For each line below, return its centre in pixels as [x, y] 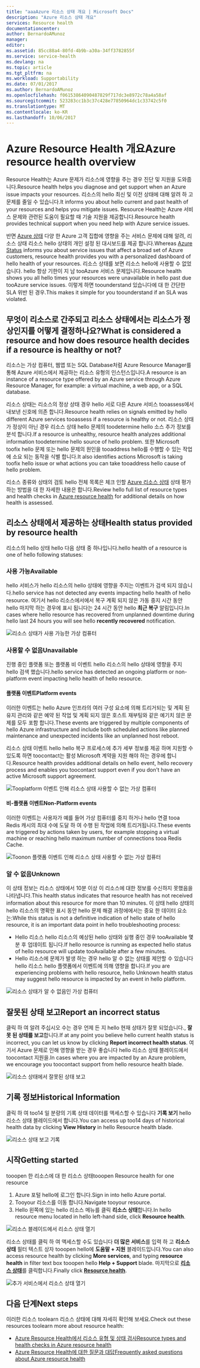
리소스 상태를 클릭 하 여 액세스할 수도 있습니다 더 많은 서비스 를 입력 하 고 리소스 [98, 1241]
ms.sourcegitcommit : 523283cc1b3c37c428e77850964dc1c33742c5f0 [87, 101]
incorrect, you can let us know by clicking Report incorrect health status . [97, 1042]
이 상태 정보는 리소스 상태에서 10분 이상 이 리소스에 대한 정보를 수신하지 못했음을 [99, 888]
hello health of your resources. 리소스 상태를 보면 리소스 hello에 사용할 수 [93, 263]
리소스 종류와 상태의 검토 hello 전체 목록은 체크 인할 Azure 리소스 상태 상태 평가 [99, 482]
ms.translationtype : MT [36, 106]
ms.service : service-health [41, 56]
